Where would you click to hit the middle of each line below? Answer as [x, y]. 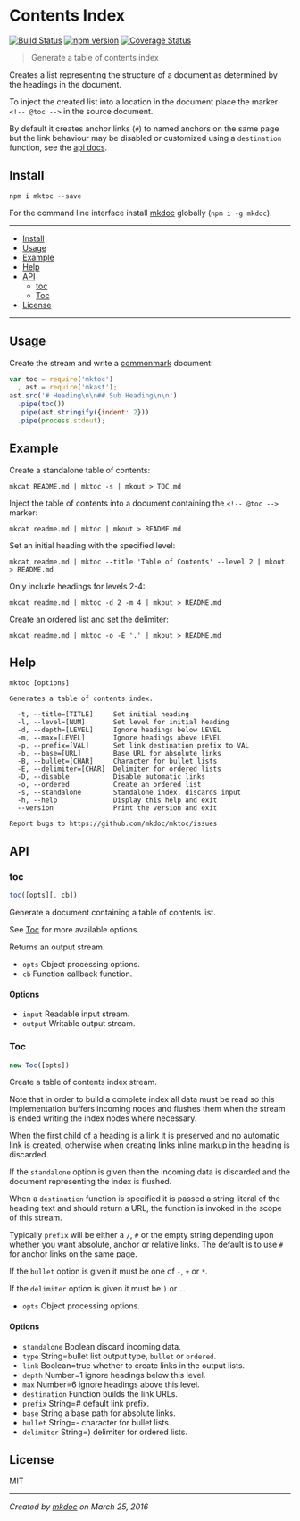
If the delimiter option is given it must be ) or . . [97, 1289]
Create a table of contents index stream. [83, 1082]
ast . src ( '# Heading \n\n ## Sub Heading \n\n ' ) [93, 396]
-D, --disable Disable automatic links [111, 777]
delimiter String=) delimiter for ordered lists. [104, 1432]
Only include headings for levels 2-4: [77, 586]
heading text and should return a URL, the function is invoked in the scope [146, 1208]
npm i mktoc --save [46, 196]
